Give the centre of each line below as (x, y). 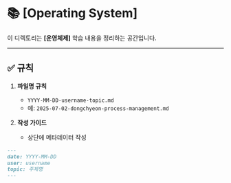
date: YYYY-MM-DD (32, 157)
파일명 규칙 (32, 86)
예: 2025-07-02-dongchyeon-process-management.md (98, 108)
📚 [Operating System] (73, 13)
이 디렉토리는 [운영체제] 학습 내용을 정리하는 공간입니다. (82, 38)
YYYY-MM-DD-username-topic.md (71, 100)
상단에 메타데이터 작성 (57, 137)
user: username (29, 163)
